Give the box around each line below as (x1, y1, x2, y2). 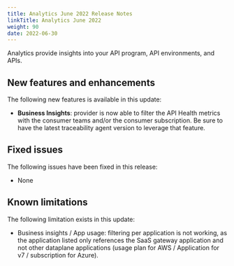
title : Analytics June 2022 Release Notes (7, 10, 133, 17)
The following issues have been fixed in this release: (7, 162, 158, 171)
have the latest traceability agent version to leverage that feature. (17, 124, 206, 132)
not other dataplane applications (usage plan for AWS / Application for (17, 243, 220, 252)
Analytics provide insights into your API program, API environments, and (7, 49, 215, 57)
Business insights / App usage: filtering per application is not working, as (17, 228, 228, 237)
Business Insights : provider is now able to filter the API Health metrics (17, 109, 221, 118)
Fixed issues (7, 144, 64, 156)
